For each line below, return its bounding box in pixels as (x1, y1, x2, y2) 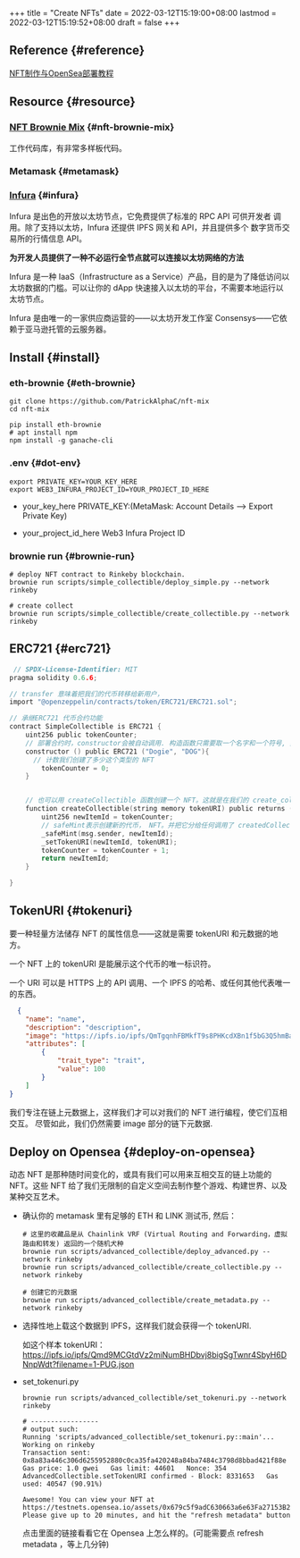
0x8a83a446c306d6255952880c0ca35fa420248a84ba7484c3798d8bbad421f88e (21, 1456, 287, 1465)
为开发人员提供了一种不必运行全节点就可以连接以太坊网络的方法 (9, 252, 244, 263)
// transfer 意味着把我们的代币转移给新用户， (9, 689, 164, 698)
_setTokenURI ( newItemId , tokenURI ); (41, 838, 178, 846)
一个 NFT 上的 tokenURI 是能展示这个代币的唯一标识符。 (9, 958, 216, 969)
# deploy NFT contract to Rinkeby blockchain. (9, 570, 186, 579)
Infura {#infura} (9, 189, 79, 202)
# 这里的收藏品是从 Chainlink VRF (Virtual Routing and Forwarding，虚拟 (21, 1230, 288, 1239)
